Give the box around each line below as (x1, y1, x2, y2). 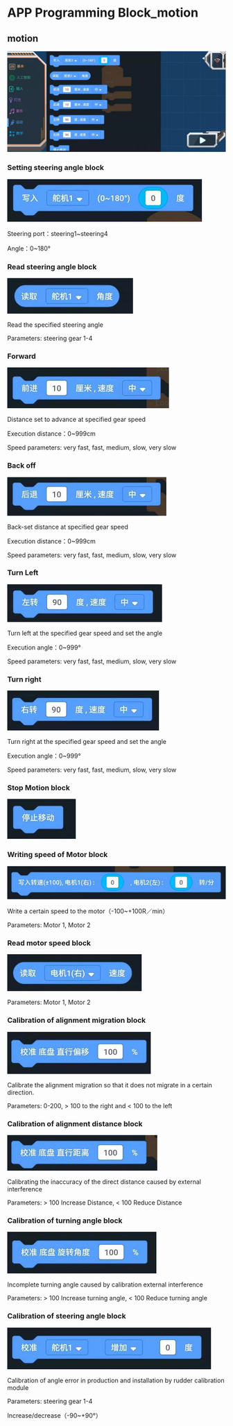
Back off (7, 461, 36, 470)
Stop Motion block (7, 783, 71, 792)
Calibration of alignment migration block (7, 1015, 146, 1025)
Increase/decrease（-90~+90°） (7, 1411, 102, 1420)
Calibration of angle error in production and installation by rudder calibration (7, 1376, 225, 1384)
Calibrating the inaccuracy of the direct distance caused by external (7, 1178, 201, 1186)
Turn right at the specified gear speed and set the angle (7, 738, 166, 746)
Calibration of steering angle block (7, 1312, 126, 1321)
